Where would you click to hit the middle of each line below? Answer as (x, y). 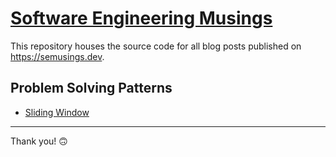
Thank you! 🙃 (39, 141)
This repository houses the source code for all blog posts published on (156, 46)
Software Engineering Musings (141, 18)
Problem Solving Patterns (91, 88)
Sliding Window (57, 112)
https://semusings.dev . (57, 56)
